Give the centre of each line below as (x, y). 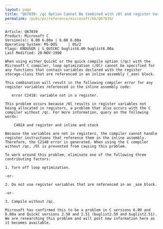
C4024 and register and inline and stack (56, 125)
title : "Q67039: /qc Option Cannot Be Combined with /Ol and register (78, 14)
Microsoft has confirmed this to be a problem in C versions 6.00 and (78, 210)
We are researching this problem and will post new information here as (80, 219)
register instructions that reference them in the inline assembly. (76, 138)
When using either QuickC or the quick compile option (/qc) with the (78, 62)
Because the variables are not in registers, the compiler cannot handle (81, 134)
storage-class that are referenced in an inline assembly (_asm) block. (80, 74)
